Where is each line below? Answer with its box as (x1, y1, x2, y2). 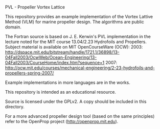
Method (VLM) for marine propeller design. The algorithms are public (5, 19, 144, 25)
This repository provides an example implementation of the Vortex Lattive (5, 14, 153, 19)
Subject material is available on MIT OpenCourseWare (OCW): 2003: (5, 44, 143, 50)
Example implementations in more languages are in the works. (5, 79, 131, 85)
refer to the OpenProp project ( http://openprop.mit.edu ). (5, 119, 118, 124)
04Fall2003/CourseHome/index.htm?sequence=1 (5, 60, 105, 65)
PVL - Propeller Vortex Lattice (5, 4, 65, 10)
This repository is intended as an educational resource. (5, 89, 116, 95)
